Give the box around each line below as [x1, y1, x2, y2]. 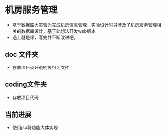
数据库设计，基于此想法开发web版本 [21, 28, 96, 34]
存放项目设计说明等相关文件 [12, 64, 70, 70]
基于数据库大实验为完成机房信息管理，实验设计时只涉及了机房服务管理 [12, 22, 157, 28]
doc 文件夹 [5, 50, 39, 59]
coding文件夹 [5, 80, 47, 89]
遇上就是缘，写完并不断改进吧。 [12, 34, 78, 40]
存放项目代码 [12, 94, 39, 100]
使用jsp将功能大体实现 [12, 125, 58, 131]
